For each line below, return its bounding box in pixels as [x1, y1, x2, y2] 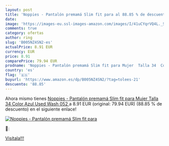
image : [5, 21, 19, 26]
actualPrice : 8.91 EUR [5, 44, 53, 49]
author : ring [5, 35, 33, 40]
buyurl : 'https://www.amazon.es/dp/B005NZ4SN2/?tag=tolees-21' [5, 77, 141, 82]
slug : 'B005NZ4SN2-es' [5, 40, 53, 45]
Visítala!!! [5, 135, 24, 141]
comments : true [5, 26, 37, 31]
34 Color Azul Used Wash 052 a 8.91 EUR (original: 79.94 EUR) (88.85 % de [5, 100, 162, 106]
